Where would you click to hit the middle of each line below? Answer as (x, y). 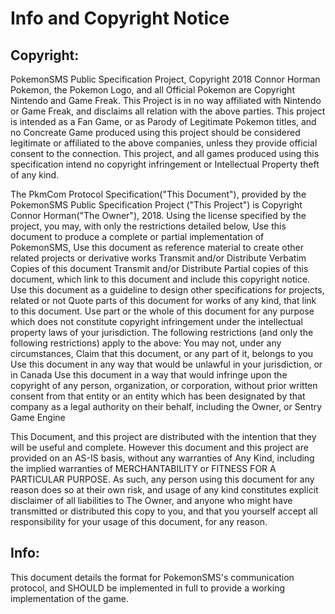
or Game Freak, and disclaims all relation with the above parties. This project (168, 111)
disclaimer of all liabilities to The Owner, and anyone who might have (151, 500)
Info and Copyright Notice (120, 18)
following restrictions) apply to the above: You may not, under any (146, 343)
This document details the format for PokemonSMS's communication (152, 577)
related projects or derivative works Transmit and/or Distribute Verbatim (158, 258)
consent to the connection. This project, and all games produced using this (165, 153)
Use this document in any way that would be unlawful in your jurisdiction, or (166, 364)
